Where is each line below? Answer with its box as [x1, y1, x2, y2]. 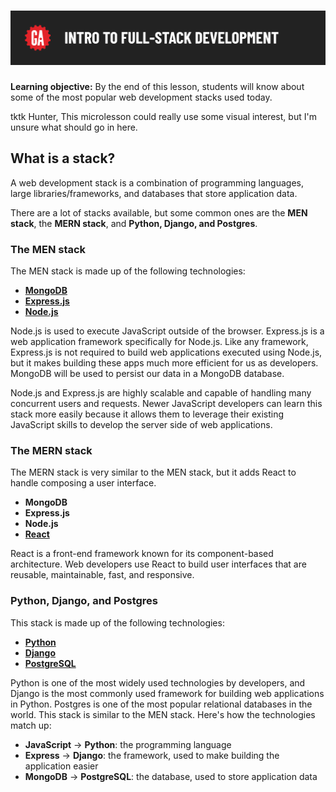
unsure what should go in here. [10, 121, 138, 134]
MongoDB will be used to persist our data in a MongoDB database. [10, 368, 285, 380]
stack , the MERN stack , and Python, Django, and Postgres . [10, 217, 258, 229]
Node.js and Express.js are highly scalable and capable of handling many [10, 387, 312, 399]
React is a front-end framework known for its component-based [10, 548, 274, 560]
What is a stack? [10, 150, 116, 167]
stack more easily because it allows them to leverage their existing [10, 408, 285, 420]
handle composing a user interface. [10, 477, 157, 489]
